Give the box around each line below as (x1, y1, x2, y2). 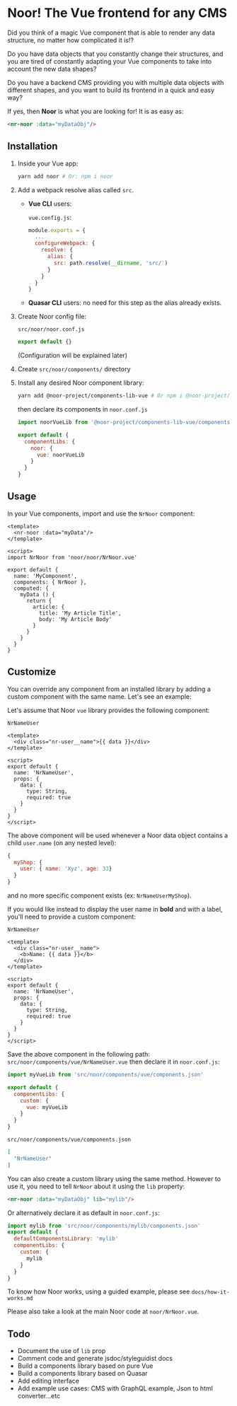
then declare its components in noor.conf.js (17, 405, 148, 413)
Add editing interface (17, 1377, 80, 1385)
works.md (7, 1295, 33, 1302)
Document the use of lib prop (17, 1347, 106, 1355)
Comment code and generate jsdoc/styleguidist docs (17, 1354, 173, 1363)
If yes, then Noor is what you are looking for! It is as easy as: (7, 107, 184, 115)
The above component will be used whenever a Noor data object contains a (7, 831, 229, 839)
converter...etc (17, 1392, 61, 1400)
